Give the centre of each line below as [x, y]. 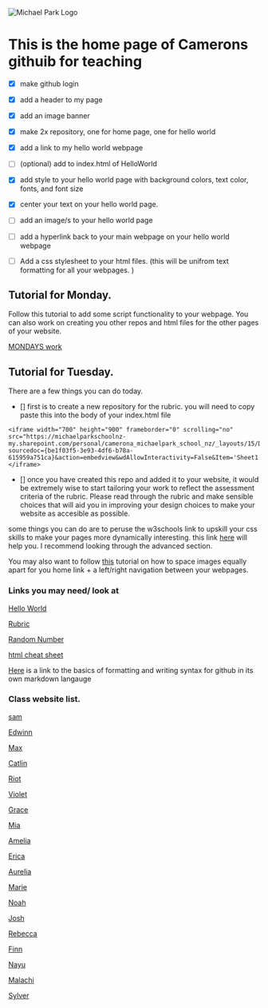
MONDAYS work [35, 347]
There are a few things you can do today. [76, 391]
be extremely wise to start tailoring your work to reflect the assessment [137, 488]
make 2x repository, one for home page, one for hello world [118, 132]
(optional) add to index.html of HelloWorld [89, 164]
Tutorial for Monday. [60, 295]
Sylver [19, 995]
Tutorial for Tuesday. [61, 372]
